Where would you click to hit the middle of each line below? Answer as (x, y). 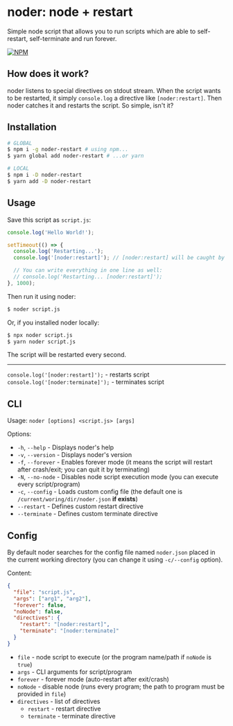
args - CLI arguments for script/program (75, 672)
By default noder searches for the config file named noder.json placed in (111, 552)
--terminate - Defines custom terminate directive (87, 514)
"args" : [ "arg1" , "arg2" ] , (52, 598)
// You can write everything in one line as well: (88, 270)
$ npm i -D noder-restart (44, 175)
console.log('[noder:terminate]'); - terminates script (86, 382)
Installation (32, 127)
